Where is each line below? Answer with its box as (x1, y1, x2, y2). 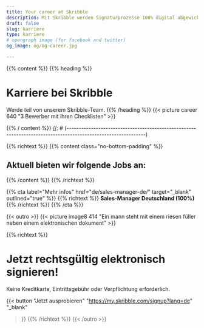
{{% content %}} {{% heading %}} (6, 64, 92, 72)
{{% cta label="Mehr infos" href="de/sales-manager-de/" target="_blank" (6, 188, 192, 195)
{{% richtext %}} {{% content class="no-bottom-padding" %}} (6, 142, 163, 149)
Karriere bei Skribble (6, 86, 113, 100)
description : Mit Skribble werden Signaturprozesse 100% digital (6, 15, 175, 21)
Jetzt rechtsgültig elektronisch (6, 252, 166, 266)
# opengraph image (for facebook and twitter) (6, 37, 126, 43)
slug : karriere (6, 26, 45, 32)
